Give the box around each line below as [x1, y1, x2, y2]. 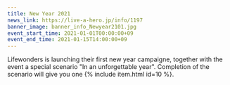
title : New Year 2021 [7, 10, 71, 17]
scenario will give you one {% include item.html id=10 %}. [7, 70, 174, 79]
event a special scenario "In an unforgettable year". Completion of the [7, 63, 210, 71]
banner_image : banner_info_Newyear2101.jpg [7, 23, 137, 30]
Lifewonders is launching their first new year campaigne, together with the [7, 55, 223, 63]
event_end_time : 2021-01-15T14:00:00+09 [7, 36, 128, 43]
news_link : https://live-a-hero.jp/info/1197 [7, 17, 143, 24]
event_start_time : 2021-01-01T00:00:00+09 [7, 29, 134, 37]
